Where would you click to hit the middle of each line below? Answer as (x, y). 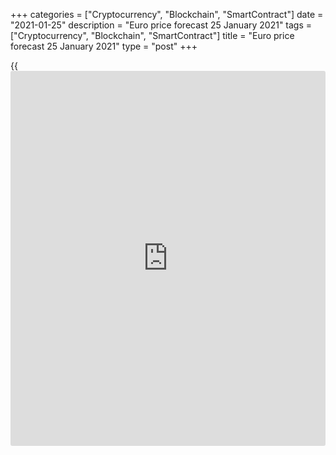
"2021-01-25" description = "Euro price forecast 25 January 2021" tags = (161, 25)
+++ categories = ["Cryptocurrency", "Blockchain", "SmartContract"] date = (167, 14)
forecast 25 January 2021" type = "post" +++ (104, 46)
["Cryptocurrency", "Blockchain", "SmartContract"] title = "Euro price (152, 35)
